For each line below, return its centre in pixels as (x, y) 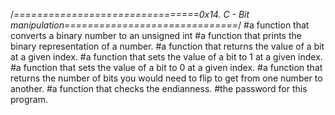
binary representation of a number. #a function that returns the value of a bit (167, 46)
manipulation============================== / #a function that (160, 25)
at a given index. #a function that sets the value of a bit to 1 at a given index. (166, 57)
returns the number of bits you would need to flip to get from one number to (166, 78)
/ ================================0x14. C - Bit (130, 14)
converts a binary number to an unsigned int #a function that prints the (156, 35)
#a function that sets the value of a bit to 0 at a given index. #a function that (166, 67)
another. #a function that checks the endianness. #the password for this (159, 88)
